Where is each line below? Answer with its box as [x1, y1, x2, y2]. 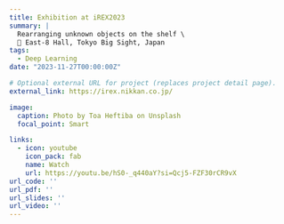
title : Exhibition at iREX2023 [9, 12, 126, 22]
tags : [9, 46, 29, 55]
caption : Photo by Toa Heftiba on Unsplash [17, 111, 181, 120]
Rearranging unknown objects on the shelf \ [17, 29, 185, 38]
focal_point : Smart [17, 119, 90, 129]
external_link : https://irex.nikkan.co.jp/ [9, 86, 174, 96]
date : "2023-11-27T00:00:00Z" [9, 63, 122, 72]
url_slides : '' [9, 193, 66, 203]
